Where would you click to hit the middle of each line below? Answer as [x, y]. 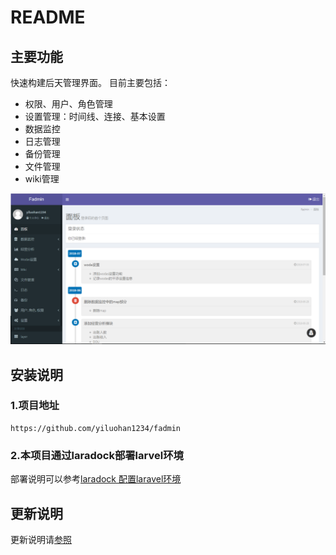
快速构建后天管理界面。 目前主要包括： [90, 82]
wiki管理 [42, 179]
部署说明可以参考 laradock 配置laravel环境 [96, 479]
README [48, 17]
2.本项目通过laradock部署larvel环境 [97, 455]
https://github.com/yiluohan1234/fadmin [96, 428]
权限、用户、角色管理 [68, 104]
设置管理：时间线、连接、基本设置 [95, 116]
